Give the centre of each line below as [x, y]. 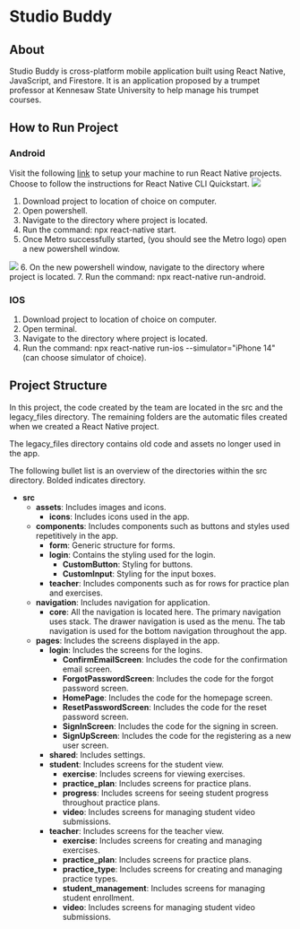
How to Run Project [64, 128]
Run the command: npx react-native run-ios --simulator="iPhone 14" [149, 348]
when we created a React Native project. [84, 426]
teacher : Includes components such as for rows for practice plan [169, 583]
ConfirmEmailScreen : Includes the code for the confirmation [175, 659]
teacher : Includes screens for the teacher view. [137, 830]
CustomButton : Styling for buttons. [128, 564]
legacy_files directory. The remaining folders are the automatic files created [149, 417]
